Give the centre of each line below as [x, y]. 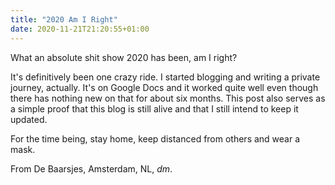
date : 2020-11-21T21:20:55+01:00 [80, 29]
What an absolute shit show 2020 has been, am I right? [124, 57]
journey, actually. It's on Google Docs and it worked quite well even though [164, 87]
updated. [29, 119]
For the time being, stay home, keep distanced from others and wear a [155, 138]
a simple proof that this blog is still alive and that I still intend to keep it [154, 108]
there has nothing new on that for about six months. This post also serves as [168, 98]
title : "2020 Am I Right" [64, 19]
